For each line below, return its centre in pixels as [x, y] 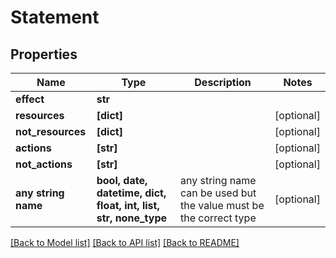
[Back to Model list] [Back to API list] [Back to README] [125, 242]
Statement [55, 17]
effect [30, 99]
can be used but [218, 193]
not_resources [51, 131]
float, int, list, [128, 205]
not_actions [44, 164]
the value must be [222, 205]
